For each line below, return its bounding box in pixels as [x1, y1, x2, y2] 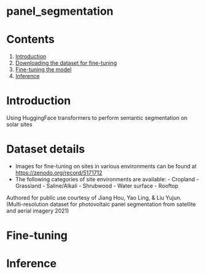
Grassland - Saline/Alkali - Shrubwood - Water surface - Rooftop [15, 182, 179, 189]
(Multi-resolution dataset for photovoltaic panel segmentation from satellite [6, 201, 196, 208]
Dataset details [6, 143, 85, 156]
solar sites [6, 121, 33, 128]
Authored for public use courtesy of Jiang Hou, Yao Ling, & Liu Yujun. [6, 194, 182, 201]
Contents [6, 33, 55, 47]
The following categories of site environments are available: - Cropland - [15, 176, 199, 182]
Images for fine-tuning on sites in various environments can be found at [15, 163, 197, 170]
